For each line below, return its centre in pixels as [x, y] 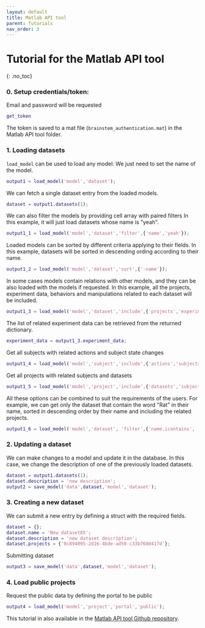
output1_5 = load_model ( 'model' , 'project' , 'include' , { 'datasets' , [92, 386]
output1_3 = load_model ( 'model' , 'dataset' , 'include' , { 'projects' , [92, 312]
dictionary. [20, 330]
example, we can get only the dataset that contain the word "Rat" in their [98, 405]
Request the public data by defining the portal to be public [79, 596]
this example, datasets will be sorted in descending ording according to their [103, 251]
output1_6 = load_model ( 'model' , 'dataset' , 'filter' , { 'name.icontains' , [101, 429]
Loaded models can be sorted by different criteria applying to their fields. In [101, 245]
